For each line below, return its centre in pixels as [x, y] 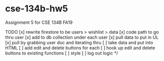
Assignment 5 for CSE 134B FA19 [39, 22]
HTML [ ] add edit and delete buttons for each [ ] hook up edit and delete [80, 48]
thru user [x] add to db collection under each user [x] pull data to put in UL [82, 37]
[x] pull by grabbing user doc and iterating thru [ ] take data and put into [79, 42]
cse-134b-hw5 [37, 9]
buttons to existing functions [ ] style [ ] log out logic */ [62, 53]
